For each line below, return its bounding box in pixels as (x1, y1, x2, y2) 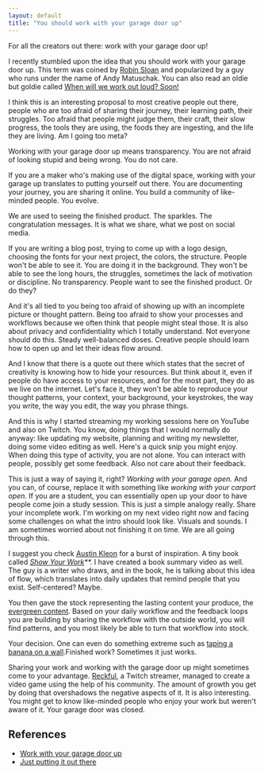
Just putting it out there (19, 757, 97, 767)
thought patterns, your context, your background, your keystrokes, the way (8, 392, 254, 402)
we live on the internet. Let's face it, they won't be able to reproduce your (8, 383, 248, 394)
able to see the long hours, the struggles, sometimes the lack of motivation (8, 268, 253, 278)
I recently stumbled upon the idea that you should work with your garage (8, 56, 246, 66)
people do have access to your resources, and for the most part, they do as (8, 375, 255, 385)
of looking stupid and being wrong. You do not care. (8, 154, 178, 164)
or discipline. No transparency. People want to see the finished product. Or (8, 277, 253, 286)
